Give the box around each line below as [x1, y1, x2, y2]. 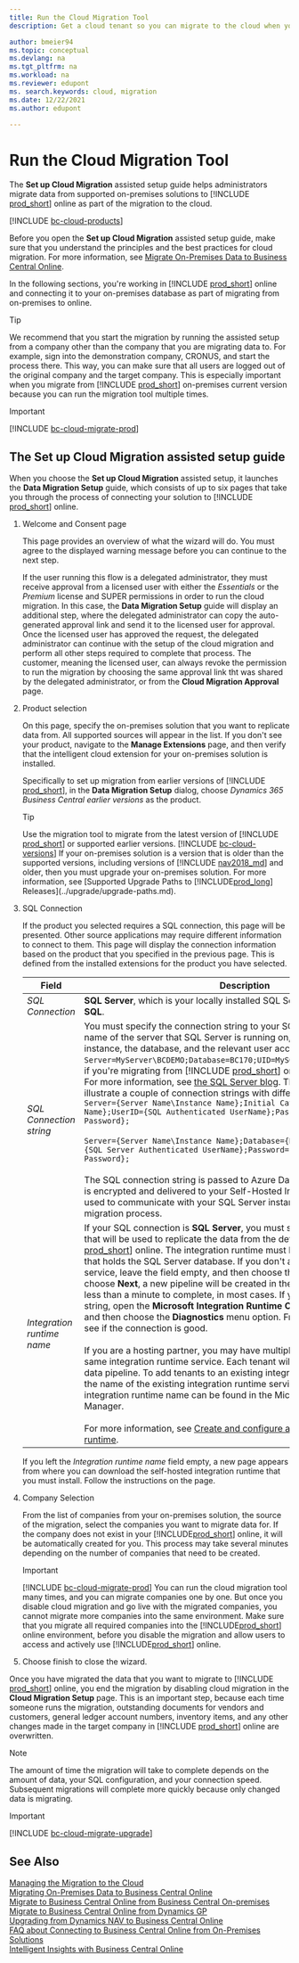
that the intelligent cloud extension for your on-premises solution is [21, 749, 269, 760]
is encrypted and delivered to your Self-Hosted [84, 1185, 283, 1197]
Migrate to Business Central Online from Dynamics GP [9, 1905, 207, 1917]
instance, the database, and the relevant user [84, 1042, 273, 1055]
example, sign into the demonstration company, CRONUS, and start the [9, 351, 270, 362]
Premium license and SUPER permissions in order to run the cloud [21, 591, 265, 602]
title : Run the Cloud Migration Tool [9, 12, 149, 22]
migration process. [84, 1207, 163, 1220]
